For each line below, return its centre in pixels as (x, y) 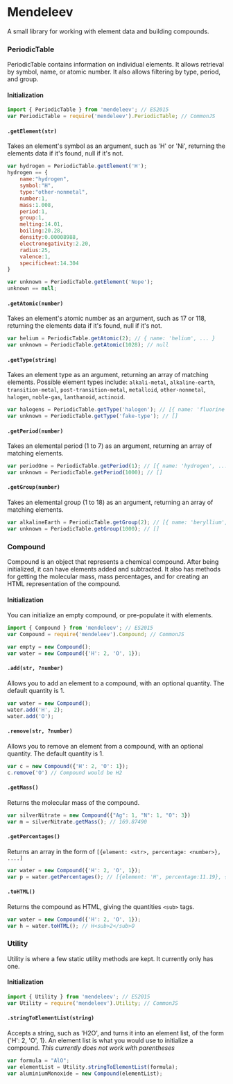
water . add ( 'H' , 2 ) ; (35, 710)
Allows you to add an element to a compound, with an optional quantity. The (116, 683)
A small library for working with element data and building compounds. (108, 31)
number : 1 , (34, 199)
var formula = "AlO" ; (38, 1060)
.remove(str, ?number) (40, 731)
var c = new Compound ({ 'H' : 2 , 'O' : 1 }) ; (68, 766)
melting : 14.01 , (42, 224)
